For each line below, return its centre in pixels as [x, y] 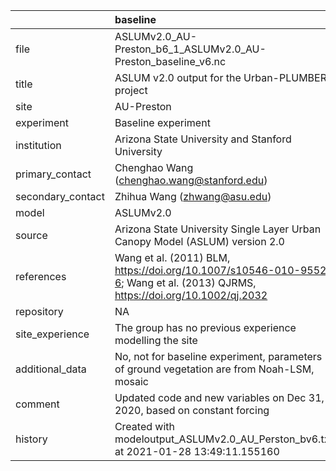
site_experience [52, 334]
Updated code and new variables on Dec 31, [219, 397]
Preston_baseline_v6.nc [170, 61]
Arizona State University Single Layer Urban [218, 229]
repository [39, 311]
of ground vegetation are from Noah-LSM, [214, 369]
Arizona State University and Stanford [203, 139]
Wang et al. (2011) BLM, [172, 257]
